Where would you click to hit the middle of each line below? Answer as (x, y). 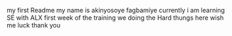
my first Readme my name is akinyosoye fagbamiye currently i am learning (116, 10)
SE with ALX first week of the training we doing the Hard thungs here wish (115, 18)
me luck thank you (34, 25)
